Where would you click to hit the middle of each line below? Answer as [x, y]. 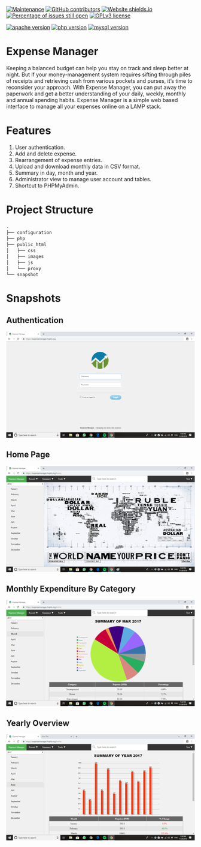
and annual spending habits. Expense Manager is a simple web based [92, 100]
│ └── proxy [24, 268]
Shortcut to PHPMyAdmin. [47, 185]
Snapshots [33, 298]
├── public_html [26, 244]
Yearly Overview [38, 723]
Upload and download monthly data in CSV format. [77, 166]
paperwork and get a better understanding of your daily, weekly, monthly [96, 94]
